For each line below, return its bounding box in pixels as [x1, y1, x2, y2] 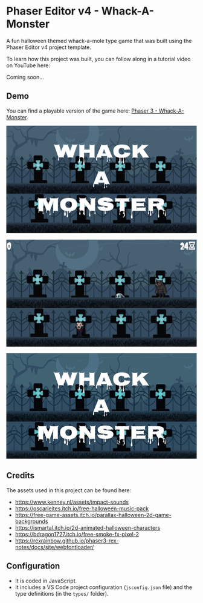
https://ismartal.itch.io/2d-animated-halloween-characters [14, 524, 161, 531]
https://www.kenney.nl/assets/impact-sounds [14, 498, 129, 506]
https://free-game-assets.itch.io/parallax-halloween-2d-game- [14, 511, 172, 518]
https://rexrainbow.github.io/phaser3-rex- [14, 537, 119, 544]
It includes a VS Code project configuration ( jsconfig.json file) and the [14, 583, 193, 591]
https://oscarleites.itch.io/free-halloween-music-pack [14, 504, 149, 512]
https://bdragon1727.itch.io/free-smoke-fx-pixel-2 [14, 530, 139, 538]
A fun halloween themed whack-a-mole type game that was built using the [6, 37, 192, 44]
